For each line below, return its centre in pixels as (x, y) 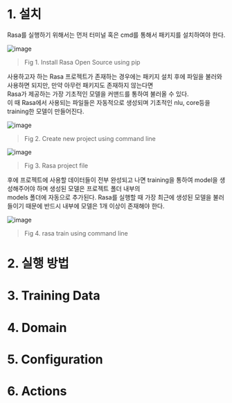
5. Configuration (55, 359)
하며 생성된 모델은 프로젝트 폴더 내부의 (89, 188)
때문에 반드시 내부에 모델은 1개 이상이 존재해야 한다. (95, 206)
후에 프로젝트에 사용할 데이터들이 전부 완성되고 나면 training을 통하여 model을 (113, 180)
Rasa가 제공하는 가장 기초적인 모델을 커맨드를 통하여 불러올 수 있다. (98, 94)
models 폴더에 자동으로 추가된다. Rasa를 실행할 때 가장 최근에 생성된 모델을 (109, 197)
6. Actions (37, 391)
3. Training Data (54, 296)
